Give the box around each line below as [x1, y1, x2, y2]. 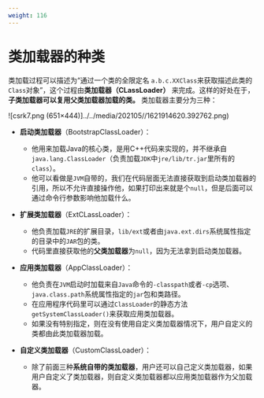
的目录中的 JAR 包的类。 [31, 236, 105, 245]
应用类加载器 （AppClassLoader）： [19, 263, 133, 272]
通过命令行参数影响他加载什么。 [31, 193, 136, 202]
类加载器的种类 [8, 48, 106, 65]
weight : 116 [8, 11, 47, 20]
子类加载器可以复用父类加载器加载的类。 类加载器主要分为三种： [8, 95, 218, 105]
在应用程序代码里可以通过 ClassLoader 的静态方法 [31, 299, 188, 308]
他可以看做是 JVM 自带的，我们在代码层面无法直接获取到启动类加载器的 [31, 173, 257, 182]
